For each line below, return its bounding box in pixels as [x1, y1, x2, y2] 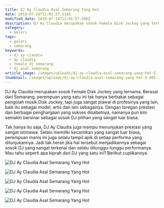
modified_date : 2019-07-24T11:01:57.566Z [5, 16, 91, 21]
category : [5, 25, 25, 30]
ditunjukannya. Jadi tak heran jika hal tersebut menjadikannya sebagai [5, 140, 146, 146]
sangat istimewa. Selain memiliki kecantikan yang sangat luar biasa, [5, 129, 141, 135]
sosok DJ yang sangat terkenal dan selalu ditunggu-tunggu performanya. [5, 145, 153, 150]
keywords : [5, 48, 25, 53]
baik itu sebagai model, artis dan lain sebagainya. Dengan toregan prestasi [5, 104, 155, 110]
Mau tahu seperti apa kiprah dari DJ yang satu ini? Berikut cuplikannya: [5, 150, 148, 156]
